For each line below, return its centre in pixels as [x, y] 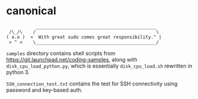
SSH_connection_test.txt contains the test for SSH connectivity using [92, 84]
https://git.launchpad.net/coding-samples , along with [72, 59]
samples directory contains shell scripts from [61, 53]
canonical [31, 11]
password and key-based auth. [44, 90]
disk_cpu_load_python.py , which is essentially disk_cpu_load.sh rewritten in [99, 66]
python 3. [18, 72]
